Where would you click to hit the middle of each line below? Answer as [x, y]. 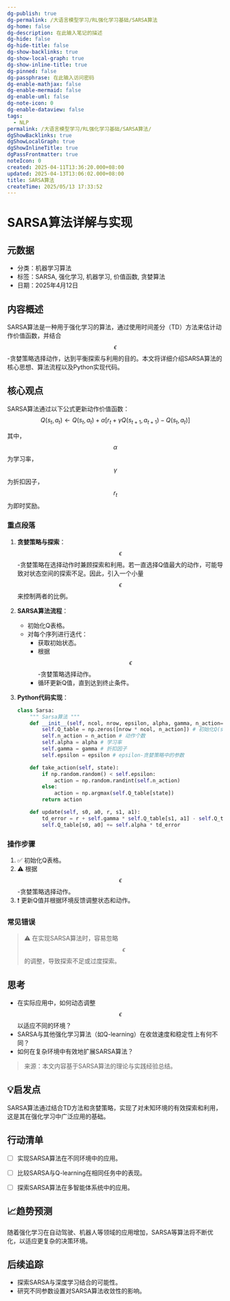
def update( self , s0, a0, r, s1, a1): [85, 812]
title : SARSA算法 [31, 180]
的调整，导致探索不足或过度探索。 [72, 961]
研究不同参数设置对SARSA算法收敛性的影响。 [81, 1291]
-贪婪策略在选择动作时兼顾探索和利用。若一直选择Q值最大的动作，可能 [117, 564]
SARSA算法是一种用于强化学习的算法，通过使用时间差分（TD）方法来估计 [112, 327]
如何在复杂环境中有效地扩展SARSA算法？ [75, 1052]
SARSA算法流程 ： [43, 611]
